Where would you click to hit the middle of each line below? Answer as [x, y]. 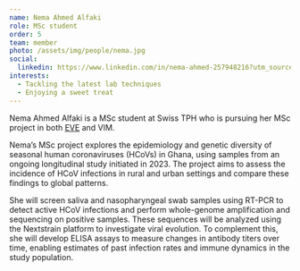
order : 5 [25, 34]
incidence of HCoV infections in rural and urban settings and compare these [149, 173]
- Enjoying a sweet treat [66, 92]
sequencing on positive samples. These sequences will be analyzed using [145, 219]
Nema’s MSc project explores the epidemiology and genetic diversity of [141, 145]
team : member [33, 42]
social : [24, 59]
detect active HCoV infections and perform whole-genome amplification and [150, 209]
